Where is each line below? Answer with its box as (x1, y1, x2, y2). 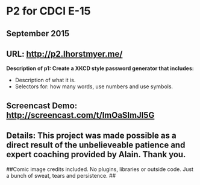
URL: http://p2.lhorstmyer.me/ (6, 48, 123, 59)
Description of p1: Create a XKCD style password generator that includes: (6, 65, 194, 72)
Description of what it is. (14, 77, 76, 84)
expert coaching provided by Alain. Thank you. (6, 149, 186, 160)
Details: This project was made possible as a (6, 131, 177, 141)
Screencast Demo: (6, 100, 78, 111)
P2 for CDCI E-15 (6, 4, 91, 18)
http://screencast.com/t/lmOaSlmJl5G (6, 110, 155, 120)
